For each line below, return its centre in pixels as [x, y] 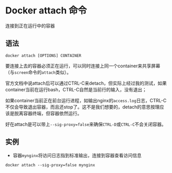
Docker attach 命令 [46, 11]
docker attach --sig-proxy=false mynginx [50, 165]
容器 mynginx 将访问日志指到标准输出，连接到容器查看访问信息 [77, 155]
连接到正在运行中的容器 [30, 26]
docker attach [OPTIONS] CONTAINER [43, 55]
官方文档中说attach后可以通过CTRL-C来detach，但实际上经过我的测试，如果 [86, 83]
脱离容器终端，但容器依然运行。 [48, 113]
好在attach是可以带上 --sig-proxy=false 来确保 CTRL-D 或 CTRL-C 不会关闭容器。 [86, 124]
